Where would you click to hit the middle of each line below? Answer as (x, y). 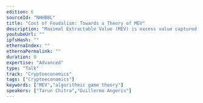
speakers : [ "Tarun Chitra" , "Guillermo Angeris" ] (69, 91)
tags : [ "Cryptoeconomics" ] (40, 79)
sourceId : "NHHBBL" (31, 18)
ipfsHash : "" (23, 40)
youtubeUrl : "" (26, 35)
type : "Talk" (23, 68)
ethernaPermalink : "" (34, 51)
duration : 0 (21, 57)
